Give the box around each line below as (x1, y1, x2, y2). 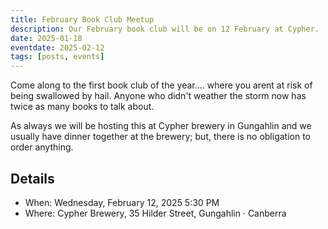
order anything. (10, 141, 74, 153)
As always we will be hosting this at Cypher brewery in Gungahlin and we (10, 120, 312, 132)
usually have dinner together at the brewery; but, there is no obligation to (10, 131, 312, 143)
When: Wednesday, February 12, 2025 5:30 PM (24, 196, 220, 208)
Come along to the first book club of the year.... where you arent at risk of (10, 79, 313, 91)
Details (10, 170, 55, 187)
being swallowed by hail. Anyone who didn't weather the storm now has (10, 90, 307, 102)
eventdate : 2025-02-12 (10, 42, 105, 53)
